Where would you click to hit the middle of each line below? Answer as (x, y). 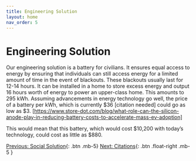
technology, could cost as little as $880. (54, 135)
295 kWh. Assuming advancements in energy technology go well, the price (97, 99)
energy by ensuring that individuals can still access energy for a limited (92, 74)
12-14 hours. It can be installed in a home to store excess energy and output (98, 86)
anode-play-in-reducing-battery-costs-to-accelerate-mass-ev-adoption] (94, 117)
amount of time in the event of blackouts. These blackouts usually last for (95, 80)
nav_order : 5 (22, 22)
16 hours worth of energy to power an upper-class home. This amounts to (95, 93)
